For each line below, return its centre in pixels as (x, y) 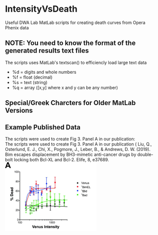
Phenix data (17, 27)
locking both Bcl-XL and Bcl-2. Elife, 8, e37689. (61, 159)
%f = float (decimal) (32, 77)
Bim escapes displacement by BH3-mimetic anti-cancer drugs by (71, 154)
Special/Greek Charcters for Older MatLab (70, 103)
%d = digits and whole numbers (44, 72)
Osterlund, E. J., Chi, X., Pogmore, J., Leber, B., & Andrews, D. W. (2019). (78, 149)
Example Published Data (43, 127)
